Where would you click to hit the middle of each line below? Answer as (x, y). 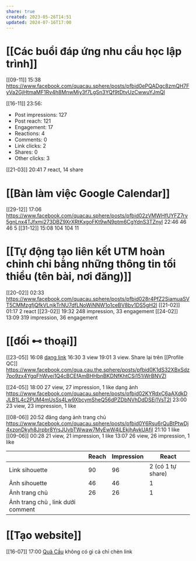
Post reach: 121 (33, 121)
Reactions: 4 (29, 134)
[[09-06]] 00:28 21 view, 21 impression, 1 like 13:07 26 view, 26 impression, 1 (98, 436)
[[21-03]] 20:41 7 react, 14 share (45, 169)
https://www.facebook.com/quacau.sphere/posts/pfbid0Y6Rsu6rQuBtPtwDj (97, 424)
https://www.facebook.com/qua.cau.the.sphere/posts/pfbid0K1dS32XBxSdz (98, 370)
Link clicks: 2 (30, 146)
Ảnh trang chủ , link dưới (42, 502)
